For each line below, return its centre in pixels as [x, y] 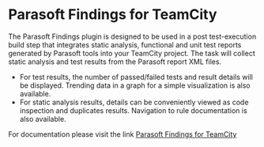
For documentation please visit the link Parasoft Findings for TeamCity [123, 134]
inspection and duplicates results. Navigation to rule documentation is [133, 110]
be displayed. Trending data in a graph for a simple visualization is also [135, 85]
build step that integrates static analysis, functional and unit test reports [125, 44]
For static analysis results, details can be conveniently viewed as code [134, 102]
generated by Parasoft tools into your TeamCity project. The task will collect [132, 53]
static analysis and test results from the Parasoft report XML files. [115, 62]
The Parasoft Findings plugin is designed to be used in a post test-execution [132, 36]
